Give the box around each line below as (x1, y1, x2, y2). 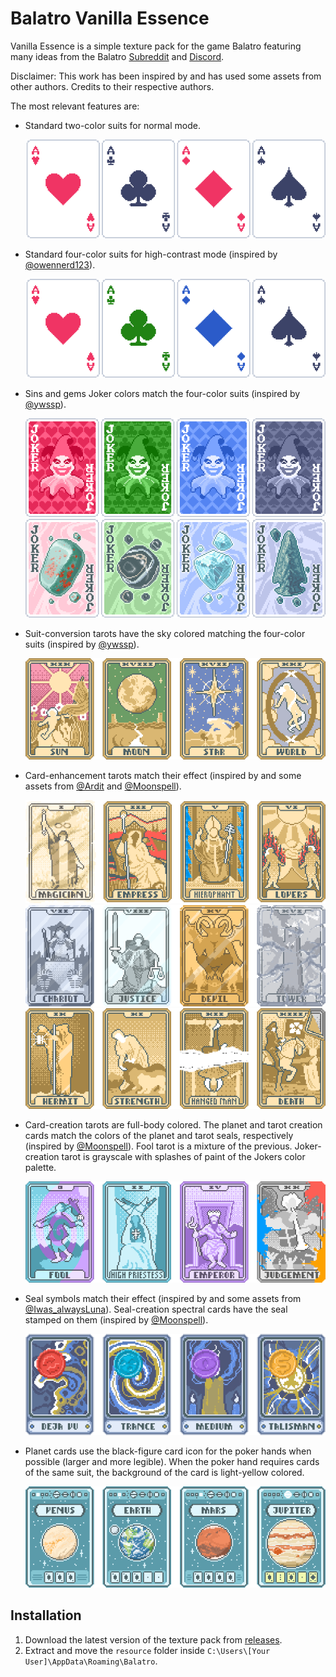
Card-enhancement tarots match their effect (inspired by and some (24, 770, 302, 782)
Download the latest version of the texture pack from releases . (24, 1633, 283, 1646)
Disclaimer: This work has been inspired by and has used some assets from (10, 70, 322, 82)
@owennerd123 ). (24, 258, 96, 271)
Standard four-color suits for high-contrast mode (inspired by (24, 248, 278, 260)
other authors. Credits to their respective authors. (10, 80, 215, 92)
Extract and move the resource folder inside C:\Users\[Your (24, 1644, 271, 1656)
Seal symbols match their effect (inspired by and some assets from (24, 1293, 302, 1305)
